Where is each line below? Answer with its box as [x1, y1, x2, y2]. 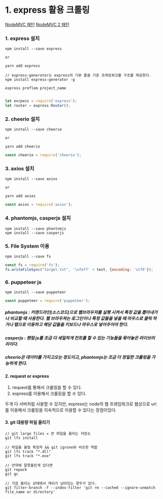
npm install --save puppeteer [5, 289, 67, 295]
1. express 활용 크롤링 [5, 4, 90, 16]
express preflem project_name [5, 86, 67, 91]
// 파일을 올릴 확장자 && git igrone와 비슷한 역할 [5, 445, 98, 450]
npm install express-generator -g [5, 77, 75, 82]
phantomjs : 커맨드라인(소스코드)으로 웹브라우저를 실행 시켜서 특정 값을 [5, 309, 141, 315]
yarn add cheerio [5, 144, 40, 149]
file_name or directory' [5, 490, 55, 495]
